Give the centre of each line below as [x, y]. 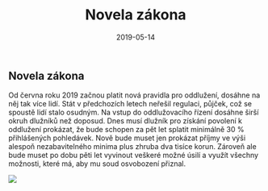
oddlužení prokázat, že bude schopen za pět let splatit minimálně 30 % [126, 130]
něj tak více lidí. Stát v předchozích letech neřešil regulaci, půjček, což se [130, 104]
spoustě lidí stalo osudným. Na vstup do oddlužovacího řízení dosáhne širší [134, 112]
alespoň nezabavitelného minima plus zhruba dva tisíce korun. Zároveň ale [132, 147]
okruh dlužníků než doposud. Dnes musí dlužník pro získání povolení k [125, 121]
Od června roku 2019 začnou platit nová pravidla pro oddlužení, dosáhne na [134, 95]
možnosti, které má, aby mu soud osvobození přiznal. [97, 164]
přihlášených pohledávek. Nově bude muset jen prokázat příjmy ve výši [127, 138]
